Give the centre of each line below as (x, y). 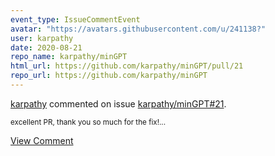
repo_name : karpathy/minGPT (69, 57)
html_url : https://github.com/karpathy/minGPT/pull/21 (127, 66)
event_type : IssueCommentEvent (75, 19)
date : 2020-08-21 (46, 47)
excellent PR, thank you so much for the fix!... (88, 122)
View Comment (42, 140)
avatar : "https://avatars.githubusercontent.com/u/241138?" (138, 29)
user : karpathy (42, 38)
